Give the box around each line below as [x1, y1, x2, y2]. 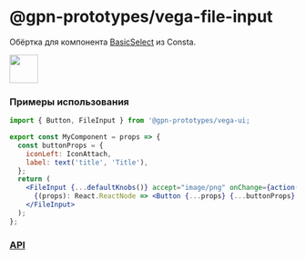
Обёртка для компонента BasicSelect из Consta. [9, 36, 197, 47]
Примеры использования [9, 95, 129, 108]
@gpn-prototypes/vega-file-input [9, 6, 273, 27]
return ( [17, 174, 51, 184]
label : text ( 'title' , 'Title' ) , [25, 157, 148, 167]
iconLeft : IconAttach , [25, 149, 112, 158]
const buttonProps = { [17, 141, 104, 150]
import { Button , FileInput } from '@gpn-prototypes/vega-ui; [9, 116, 250, 125]
